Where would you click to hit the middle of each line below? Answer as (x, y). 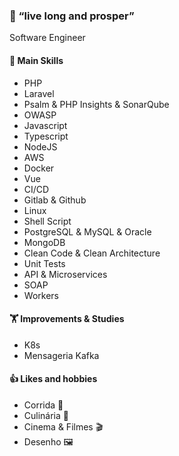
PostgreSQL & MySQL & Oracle (87, 231)
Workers (41, 295)
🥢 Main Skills (36, 60)
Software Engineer (47, 38)
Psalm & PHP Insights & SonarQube (96, 104)
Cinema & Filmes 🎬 (63, 426)
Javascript (45, 125)
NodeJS (40, 146)
